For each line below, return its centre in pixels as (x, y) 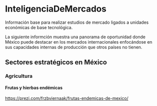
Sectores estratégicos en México (56, 62)
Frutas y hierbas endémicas (34, 88)
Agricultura (19, 76)
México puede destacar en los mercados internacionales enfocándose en (79, 42)
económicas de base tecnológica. (39, 27)
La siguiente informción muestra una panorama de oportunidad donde (75, 37)
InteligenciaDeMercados (56, 9)
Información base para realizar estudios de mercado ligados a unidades (77, 22)
